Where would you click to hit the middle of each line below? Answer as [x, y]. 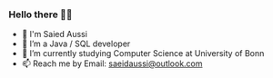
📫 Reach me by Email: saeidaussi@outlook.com [112, 63]
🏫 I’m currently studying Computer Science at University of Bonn [143, 54]
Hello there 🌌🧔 [41, 15]
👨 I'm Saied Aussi [55, 34]
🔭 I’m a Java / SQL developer [76, 44]
